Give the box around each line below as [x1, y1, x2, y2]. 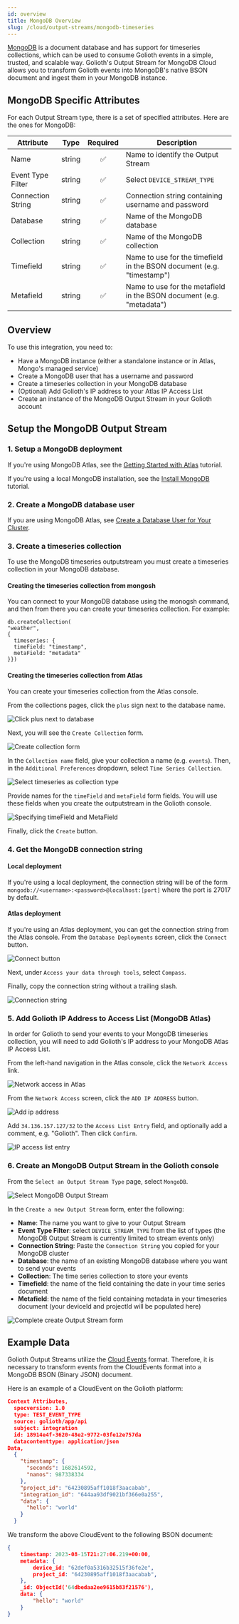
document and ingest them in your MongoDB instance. [7, 73, 168, 82]
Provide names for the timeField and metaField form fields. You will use [7, 791, 218, 800]
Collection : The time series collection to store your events [17, 1272, 188, 1280]
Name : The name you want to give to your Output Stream [17, 1218, 186, 1227]
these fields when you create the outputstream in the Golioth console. [7, 798, 212, 807]
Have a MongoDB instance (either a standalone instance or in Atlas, [17, 357, 216, 365]
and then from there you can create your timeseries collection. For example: [7, 604, 230, 614]
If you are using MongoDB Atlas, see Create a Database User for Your [7, 515, 211, 524]
